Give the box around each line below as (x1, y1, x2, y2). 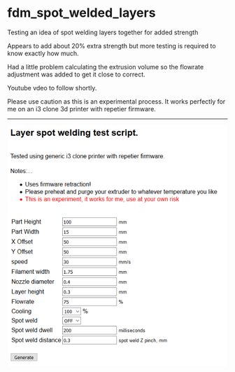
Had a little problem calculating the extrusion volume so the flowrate (7, 62, 204, 71)
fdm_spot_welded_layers (7, 5, 156, 21)
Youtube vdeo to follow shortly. (7, 83, 97, 92)
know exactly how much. (7, 49, 79, 57)
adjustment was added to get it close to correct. (7, 70, 145, 78)
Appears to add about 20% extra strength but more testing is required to (7, 41, 216, 50)
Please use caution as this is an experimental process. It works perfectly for (7, 97, 226, 106)
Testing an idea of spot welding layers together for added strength (7, 28, 199, 36)
